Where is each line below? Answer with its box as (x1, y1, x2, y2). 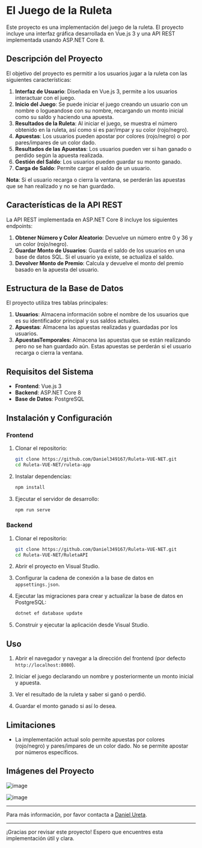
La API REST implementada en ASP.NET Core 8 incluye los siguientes (6, 216, 179, 223)
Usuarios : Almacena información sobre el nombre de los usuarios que (14, 311, 189, 318)
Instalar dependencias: (14, 473, 72, 480)
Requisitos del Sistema (6, 366, 94, 376)
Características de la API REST (6, 200, 123, 210)
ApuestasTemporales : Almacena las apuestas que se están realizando (14, 336, 191, 343)
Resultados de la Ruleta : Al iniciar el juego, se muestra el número (14, 120, 177, 127)
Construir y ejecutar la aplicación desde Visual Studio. (14, 621, 149, 628)
